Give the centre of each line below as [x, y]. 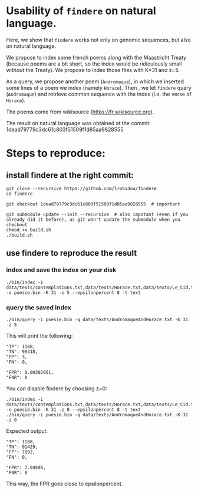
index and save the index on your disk [61, 270]
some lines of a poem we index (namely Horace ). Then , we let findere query [99, 87]
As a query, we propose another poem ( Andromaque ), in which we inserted [95, 81]
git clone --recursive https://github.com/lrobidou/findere [82, 188]
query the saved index [39, 307]
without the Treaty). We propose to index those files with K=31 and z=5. [93, 70]
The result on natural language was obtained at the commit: [79, 123]
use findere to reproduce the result [72, 253]
